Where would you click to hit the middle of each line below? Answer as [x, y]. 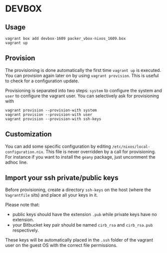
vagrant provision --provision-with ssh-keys [53, 119]
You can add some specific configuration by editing [58, 146]
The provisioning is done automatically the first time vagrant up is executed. [83, 70]
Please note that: [22, 205]
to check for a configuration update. [42, 81]
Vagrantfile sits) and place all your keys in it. [52, 195]
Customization [29, 134]
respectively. [25, 231]
